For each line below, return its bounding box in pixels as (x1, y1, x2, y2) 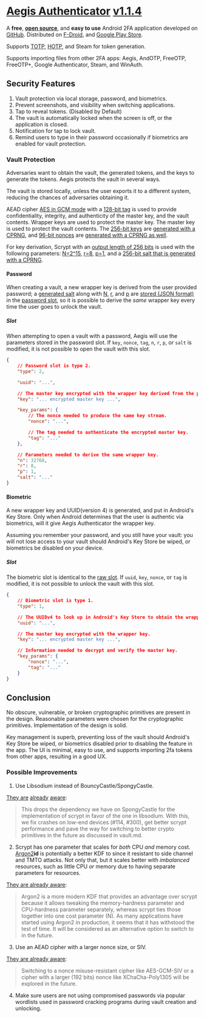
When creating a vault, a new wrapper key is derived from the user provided (6, 284, 197, 291)
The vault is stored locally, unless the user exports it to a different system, (6, 188, 191, 195)
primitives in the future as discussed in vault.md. (21, 831, 143, 838)
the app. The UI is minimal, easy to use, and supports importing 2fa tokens (6, 746, 193, 754)
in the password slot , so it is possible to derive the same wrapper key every (6, 297, 195, 304)
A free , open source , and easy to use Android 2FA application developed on (6, 24, 198, 32)
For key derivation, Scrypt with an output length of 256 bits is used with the (6, 244, 195, 251)
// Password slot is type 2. (17, 363, 91, 369)
